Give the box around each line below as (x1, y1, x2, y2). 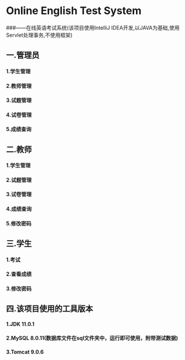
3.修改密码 (6, 285, 32, 292)
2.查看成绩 (6, 270, 32, 277)
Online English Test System (6, 4, 142, 18)
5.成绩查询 (6, 126, 32, 133)
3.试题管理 (6, 97, 32, 104)
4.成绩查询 (6, 205, 32, 212)
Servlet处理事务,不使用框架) (6, 31, 73, 39)
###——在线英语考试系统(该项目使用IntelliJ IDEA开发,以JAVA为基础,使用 (6, 24, 180, 31)
